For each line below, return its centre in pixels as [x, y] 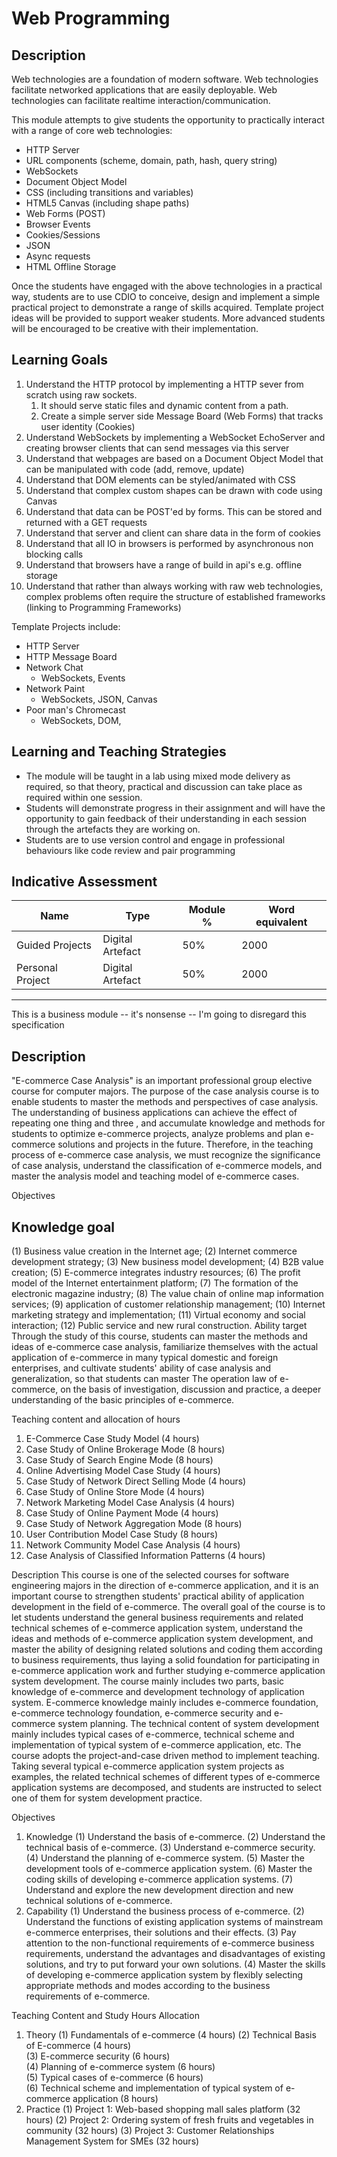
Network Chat [54, 667]
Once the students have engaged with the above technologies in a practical [167, 286]
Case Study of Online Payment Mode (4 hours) [122, 1513]
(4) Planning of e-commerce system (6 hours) [120, 2067]
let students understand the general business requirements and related [157, 1618]
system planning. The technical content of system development [188, 1724]
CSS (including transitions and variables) [109, 192]
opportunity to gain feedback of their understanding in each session [166, 818]
